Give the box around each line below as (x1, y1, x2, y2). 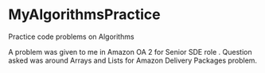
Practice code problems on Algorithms (8, 32, 134, 41)
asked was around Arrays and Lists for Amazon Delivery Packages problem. (8, 56, 257, 65)
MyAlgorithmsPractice (8, 6, 161, 24)
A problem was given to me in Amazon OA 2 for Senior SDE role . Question (8, 47, 252, 56)
